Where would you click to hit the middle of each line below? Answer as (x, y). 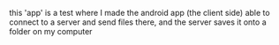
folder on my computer (51, 31)
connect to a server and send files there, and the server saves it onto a (138, 22)
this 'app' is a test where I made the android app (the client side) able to (140, 13)
